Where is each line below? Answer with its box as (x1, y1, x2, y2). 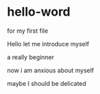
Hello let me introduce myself (7, 40, 90, 48)
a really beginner (7, 52, 54, 61)
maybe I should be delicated (7, 79, 86, 87)
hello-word (7, 4, 71, 20)
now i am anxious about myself (7, 66, 95, 74)
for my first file (7, 27, 49, 35)
